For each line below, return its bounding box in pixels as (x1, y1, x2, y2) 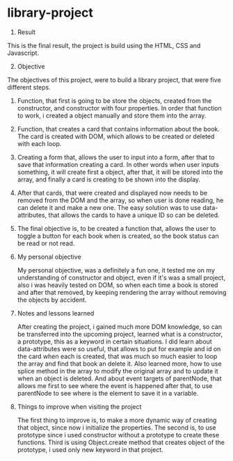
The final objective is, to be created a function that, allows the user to (17, 224, 216, 232)
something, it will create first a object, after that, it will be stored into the (17, 168, 224, 176)
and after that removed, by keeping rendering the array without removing (17, 288, 227, 296)
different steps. (7, 83, 51, 91)
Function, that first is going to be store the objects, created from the (17, 96, 212, 105)
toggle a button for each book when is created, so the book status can (17, 232, 219, 240)
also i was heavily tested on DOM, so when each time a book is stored (17, 280, 218, 289)
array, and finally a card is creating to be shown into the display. (17, 175, 200, 184)
